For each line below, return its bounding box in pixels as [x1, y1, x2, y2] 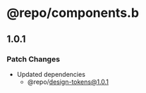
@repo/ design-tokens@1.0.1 [27, 77, 109, 86]
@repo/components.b [6, 5, 139, 21]
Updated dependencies [16, 70, 86, 78]
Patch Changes [6, 54, 61, 64]
